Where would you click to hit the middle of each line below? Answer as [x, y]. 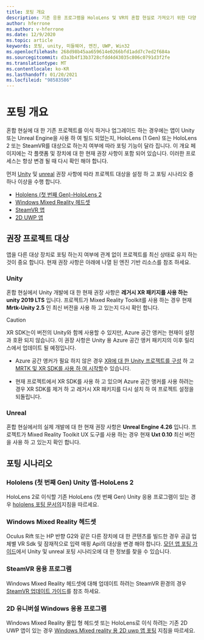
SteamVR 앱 [30, 210]
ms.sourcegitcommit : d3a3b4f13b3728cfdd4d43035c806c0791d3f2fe [88, 57]
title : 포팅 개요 [26, 12]
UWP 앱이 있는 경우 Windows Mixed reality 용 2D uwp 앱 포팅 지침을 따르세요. [101, 631]
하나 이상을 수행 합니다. [34, 182]
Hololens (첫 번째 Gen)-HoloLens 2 [58, 195]
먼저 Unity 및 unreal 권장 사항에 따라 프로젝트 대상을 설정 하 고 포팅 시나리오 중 [100, 174]
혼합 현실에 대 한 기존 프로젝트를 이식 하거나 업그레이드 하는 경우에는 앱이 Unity [100, 131]
